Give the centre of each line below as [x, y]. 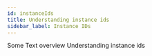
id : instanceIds [30, 13]
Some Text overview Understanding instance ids [76, 46]
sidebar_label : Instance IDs [49, 26]
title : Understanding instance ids [58, 20]
